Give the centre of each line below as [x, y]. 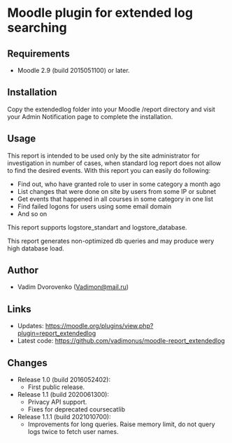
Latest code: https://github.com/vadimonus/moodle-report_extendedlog [121, 341]
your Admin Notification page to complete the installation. [90, 116]
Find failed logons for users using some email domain [94, 206]
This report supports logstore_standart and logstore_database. [97, 227]
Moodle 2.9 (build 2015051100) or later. [74, 70]
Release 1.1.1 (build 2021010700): [64, 417]
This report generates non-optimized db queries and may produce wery [111, 241]
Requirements [38, 54]
